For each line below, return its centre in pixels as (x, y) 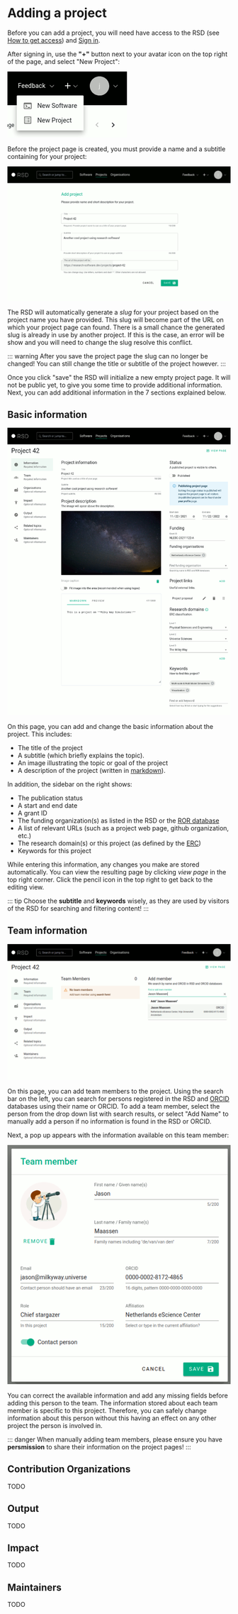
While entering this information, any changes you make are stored (103, 864)
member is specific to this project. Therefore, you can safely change (107, 1410)
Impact (23, 1548)
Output (23, 1509)
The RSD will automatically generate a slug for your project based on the (113, 312)
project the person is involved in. (55, 1425)
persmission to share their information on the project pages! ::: (99, 1446)
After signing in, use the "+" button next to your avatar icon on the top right (118, 54)
